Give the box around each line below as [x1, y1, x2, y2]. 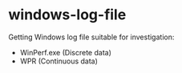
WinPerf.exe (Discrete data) [19, 47, 112, 57]
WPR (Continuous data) [19, 56, 99, 66]
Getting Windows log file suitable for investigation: [8, 32, 175, 42]
